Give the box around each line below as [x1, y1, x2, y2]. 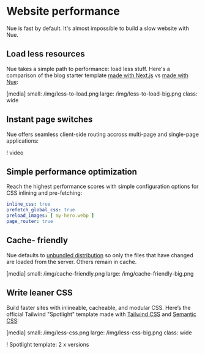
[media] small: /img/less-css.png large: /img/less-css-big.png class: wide [6, 329, 192, 336]
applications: [6, 137, 39, 145]
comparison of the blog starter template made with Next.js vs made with [6, 72, 188, 79]
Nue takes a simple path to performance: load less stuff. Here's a [6, 65, 170, 72]
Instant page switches [6, 115, 93, 125]
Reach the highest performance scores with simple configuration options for [6, 183, 199, 190]
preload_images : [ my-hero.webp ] [6, 213, 95, 219]
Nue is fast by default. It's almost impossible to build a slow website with [6, 24, 190, 32]
